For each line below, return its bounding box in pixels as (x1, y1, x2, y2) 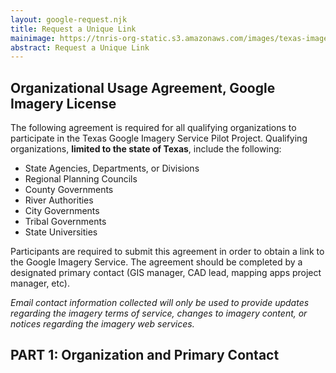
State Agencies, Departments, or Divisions (24, 162, 200, 175)
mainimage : (10, 33, 56, 43)
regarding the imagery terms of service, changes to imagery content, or (10, 307, 308, 320)
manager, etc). (10, 277, 70, 290)
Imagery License (10, 95, 117, 112)
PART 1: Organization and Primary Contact (10, 347, 280, 364)
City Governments (24, 205, 100, 217)
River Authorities (24, 194, 94, 206)
